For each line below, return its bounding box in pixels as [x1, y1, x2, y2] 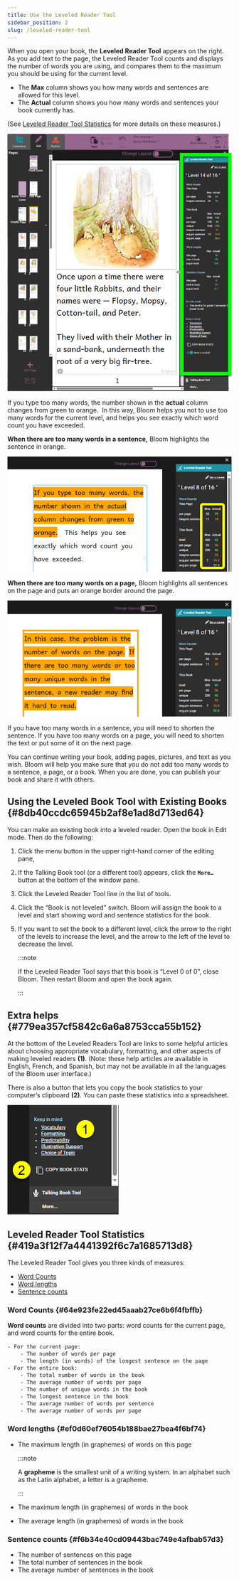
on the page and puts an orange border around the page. [7, 587, 175, 595]
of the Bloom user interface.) [7, 1070, 92, 1078]
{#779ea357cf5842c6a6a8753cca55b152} [7, 1021, 202, 1033]
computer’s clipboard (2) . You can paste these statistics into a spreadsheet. [7, 1091, 230, 1100]
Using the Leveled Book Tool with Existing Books [7, 795, 228, 807]
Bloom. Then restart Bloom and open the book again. [17, 975, 173, 984]
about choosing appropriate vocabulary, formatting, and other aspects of [7, 1047, 222, 1055]
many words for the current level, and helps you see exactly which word [7, 413, 218, 422]
